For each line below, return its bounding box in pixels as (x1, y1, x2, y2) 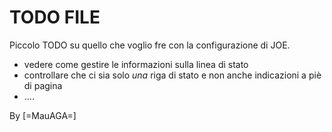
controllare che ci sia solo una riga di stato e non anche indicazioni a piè (23, 69, 322, 81)
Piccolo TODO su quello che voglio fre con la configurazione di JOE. (9, 39, 291, 51)
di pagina (23, 79, 63, 91)
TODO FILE (9, 6, 101, 29)
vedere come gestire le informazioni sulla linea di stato (23, 58, 249, 70)
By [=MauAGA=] (9, 109, 77, 121)
